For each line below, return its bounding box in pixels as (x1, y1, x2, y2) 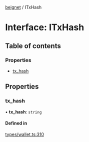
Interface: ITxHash (5, 22, 84, 33)
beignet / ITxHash (5, 4, 42, 10)
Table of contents (5, 41, 61, 50)
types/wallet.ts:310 (5, 131, 44, 137)
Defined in (5, 120, 27, 126)
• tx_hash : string (5, 108, 42, 114)
